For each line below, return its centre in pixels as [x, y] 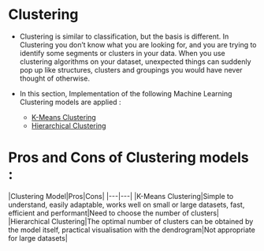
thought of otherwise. [55, 78]
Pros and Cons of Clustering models [129, 157]
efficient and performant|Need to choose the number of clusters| [113, 213]
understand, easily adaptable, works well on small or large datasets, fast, [126, 204]
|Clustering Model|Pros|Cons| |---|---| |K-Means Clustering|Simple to [121, 196]
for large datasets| [38, 238]
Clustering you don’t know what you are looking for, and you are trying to [138, 44]
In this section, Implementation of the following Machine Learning [126, 93]
